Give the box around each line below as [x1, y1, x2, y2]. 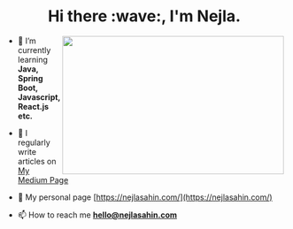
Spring [17, 73, 43, 83]
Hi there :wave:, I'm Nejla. [47, 6, 242, 27]
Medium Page [17, 174, 69, 185]
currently [17, 44, 51, 55]
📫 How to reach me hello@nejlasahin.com [17, 210, 178, 220]
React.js [17, 101, 50, 111]
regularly [17, 137, 50, 148]
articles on [17, 156, 57, 166]
